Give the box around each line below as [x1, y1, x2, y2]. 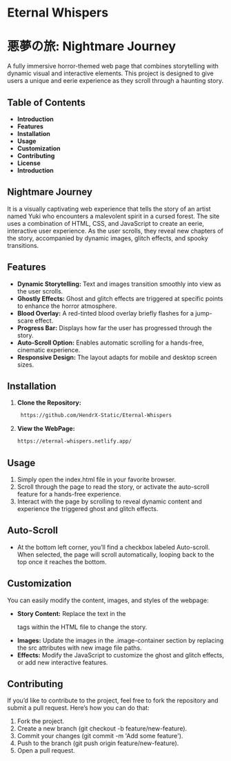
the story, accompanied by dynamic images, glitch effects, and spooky [7, 233, 208, 242]
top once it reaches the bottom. [17, 557, 107, 566]
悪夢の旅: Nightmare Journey [7, 39, 177, 55]
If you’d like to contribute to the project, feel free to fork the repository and [7, 696, 219, 705]
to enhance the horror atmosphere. [17, 302, 117, 310]
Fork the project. [17, 717, 65, 726]
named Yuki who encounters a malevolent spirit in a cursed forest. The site [7, 212, 220, 220]
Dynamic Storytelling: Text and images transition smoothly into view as [17, 280, 222, 288]
